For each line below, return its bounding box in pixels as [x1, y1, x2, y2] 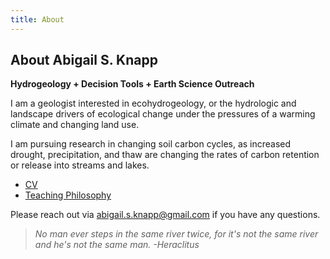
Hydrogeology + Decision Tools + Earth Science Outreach [10, 78, 255, 90]
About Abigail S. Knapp [10, 52, 158, 69]
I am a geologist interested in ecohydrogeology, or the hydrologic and [10, 97, 297, 110]
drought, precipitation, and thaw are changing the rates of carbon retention [10, 149, 320, 161]
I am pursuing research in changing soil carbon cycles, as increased [10, 138, 292, 150]
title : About [10, 14, 65, 25]
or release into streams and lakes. [10, 159, 150, 171]
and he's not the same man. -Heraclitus [34, 239, 200, 251]
